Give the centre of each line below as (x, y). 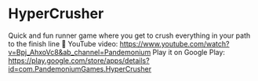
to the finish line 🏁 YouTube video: (63, 43)
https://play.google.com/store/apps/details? (79, 61)
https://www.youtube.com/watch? (174, 43)
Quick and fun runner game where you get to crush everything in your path (129, 35)
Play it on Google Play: (189, 52)
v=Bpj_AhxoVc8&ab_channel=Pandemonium (80, 52)
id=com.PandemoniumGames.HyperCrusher (80, 68)
